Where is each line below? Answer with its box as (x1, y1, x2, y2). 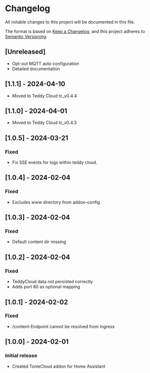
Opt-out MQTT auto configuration (12, 60, 79, 66)
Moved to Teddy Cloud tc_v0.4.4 (12, 93, 77, 99)
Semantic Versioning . (5, 34, 47, 39)
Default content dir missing (12, 239, 66, 245)
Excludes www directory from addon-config (12, 199, 100, 205)
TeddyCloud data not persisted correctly (12, 279, 93, 284)
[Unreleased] (5, 48, 46, 56)
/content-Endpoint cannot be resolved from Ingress (12, 323, 115, 329)
